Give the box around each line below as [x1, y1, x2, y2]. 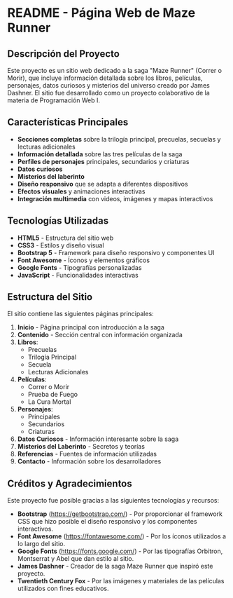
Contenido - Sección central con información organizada [17, 331, 183, 339]
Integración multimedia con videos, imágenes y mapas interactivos [17, 194, 213, 203]
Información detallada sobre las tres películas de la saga [17, 149, 183, 158]
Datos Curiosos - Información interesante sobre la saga [17, 435, 179, 443]
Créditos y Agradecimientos [7, 477, 133, 489]
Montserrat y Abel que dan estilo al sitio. [17, 555, 134, 563]
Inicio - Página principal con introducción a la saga [17, 323, 164, 332]
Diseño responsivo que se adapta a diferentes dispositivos [17, 179, 188, 188]
